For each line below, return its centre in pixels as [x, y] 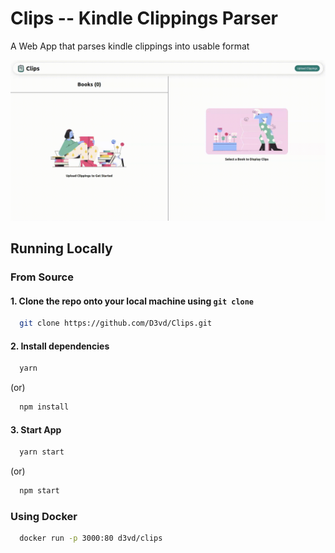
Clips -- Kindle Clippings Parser [144, 18]
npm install [44, 407]
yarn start [42, 452]
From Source [42, 277]
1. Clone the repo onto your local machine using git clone [132, 301]
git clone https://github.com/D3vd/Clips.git [116, 323]
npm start [39, 491]
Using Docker [44, 517]
